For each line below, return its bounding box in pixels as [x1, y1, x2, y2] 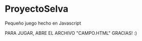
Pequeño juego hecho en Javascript [5, 20, 82, 26]
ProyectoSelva [5, 3, 69, 15]
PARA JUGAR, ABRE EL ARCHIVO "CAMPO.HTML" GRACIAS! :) [5, 30, 137, 36]
